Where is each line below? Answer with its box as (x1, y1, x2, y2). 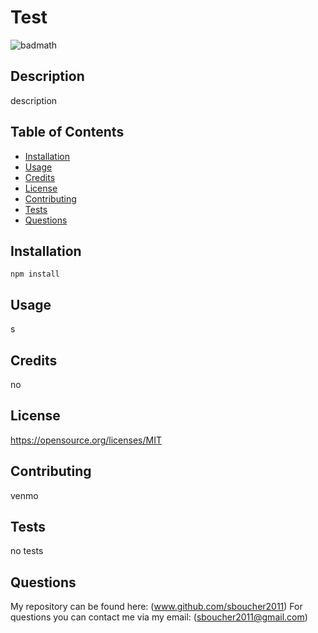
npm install (10, 269, 60, 280)
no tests (10, 545, 44, 557)
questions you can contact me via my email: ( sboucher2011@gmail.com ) (10, 611, 308, 623)
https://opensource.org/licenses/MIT (10, 434, 162, 446)
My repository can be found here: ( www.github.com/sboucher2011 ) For (10, 601, 303, 613)
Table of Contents (10, 124, 125, 141)
